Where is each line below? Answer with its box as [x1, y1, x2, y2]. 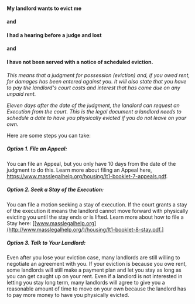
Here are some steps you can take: [6, 132, 91, 139]
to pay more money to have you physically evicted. [6, 292, 129, 299]
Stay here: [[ [6, 219, 37, 226]
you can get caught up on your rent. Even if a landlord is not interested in [6, 273, 183, 280]
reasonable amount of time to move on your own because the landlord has [6, 285, 186, 292]
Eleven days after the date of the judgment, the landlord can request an [6, 102, 180, 109]
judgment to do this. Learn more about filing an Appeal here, [6, 166, 152, 173]
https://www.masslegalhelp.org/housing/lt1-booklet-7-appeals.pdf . [6, 172, 168, 179]
